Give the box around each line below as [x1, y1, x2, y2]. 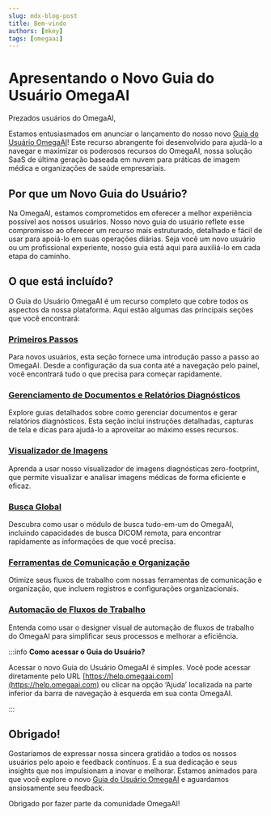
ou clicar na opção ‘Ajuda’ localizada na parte [100, 679, 252, 689]
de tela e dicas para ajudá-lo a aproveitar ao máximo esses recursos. [8, 425, 239, 435]
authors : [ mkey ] [8, 27, 63, 35]
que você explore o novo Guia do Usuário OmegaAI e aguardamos [8, 775, 229, 784]
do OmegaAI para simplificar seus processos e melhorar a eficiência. [8, 631, 239, 640]
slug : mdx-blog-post [8, 11, 78, 20]
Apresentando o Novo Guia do [8, 70, 214, 87]
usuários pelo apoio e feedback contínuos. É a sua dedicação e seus [8, 758, 238, 767]
